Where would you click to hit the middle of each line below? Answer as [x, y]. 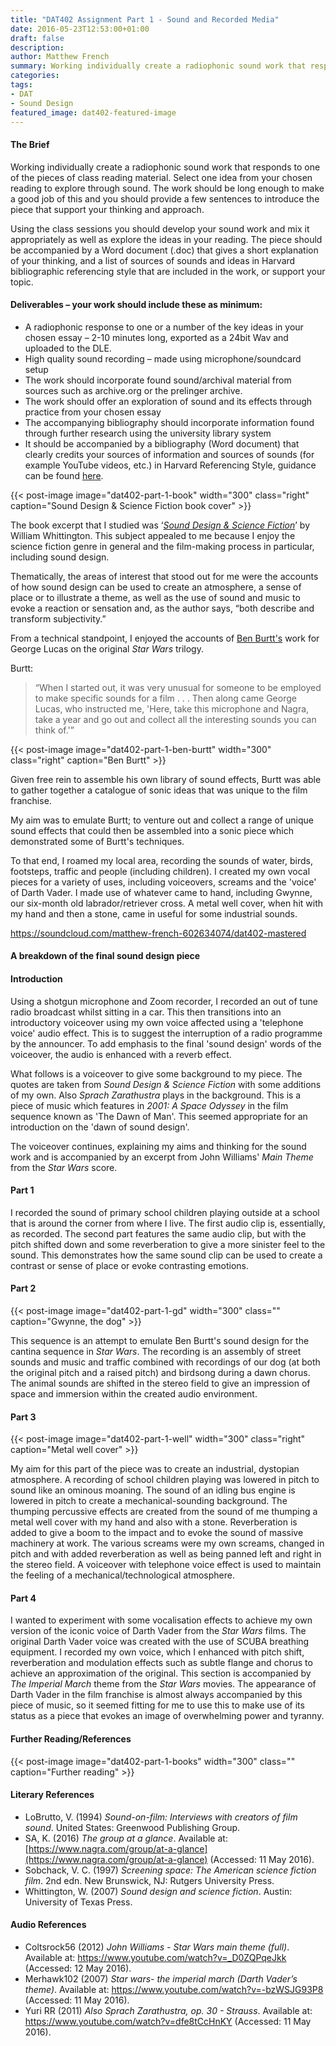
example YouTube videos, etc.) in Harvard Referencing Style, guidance [170, 465]
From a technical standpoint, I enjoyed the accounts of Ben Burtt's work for [165, 638]
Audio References [48, 1925]
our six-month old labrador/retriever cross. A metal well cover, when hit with [167, 903]
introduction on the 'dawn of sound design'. [100, 1127]
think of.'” [54, 730]
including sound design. [60, 557]
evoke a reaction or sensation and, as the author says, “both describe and [162, 608]
